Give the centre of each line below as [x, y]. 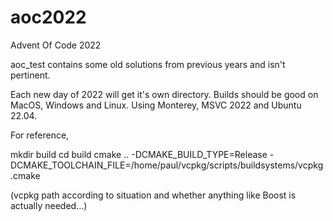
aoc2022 [48, 17]
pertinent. [30, 75]
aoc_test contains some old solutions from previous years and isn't [148, 64]
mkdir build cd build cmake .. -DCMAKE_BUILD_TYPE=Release [139, 154]
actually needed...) [49, 205]
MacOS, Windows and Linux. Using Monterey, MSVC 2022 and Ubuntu [156, 105]
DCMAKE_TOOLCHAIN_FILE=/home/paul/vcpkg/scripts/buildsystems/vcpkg [167, 165]
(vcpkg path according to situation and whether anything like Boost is [153, 195]
